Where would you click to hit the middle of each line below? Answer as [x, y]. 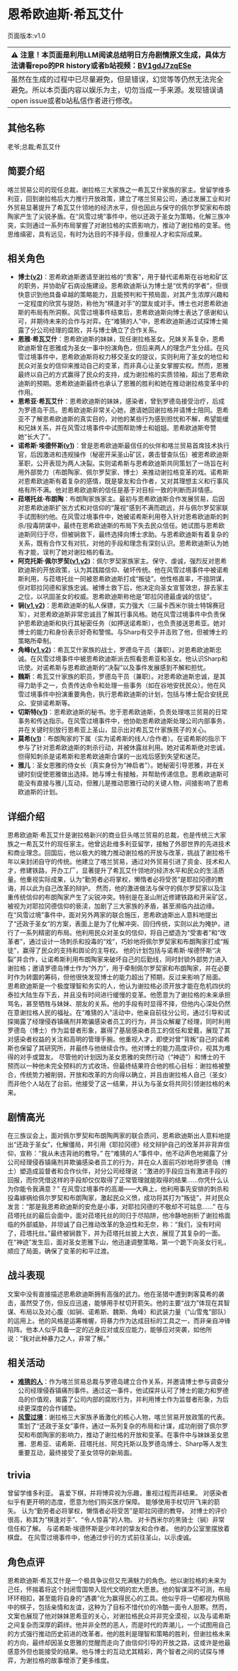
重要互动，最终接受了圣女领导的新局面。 [76, 1452]
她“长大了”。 [36, 437]
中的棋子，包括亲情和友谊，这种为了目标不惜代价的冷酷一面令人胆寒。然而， [119, 1607]
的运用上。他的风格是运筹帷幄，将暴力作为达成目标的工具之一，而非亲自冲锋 [119, 1320]
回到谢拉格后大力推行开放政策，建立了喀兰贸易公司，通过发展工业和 [125, 198]
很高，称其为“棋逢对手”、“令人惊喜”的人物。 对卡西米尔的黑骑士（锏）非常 [116, 1520]
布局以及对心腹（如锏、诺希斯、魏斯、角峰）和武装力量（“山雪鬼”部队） [125, 1312]
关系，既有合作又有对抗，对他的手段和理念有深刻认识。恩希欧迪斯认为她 [123, 544]
